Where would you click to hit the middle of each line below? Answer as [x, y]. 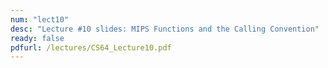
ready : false [37, 38]
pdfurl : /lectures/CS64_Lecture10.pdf [91, 47]
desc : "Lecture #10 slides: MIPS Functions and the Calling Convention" [165, 29]
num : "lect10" [40, 19]
